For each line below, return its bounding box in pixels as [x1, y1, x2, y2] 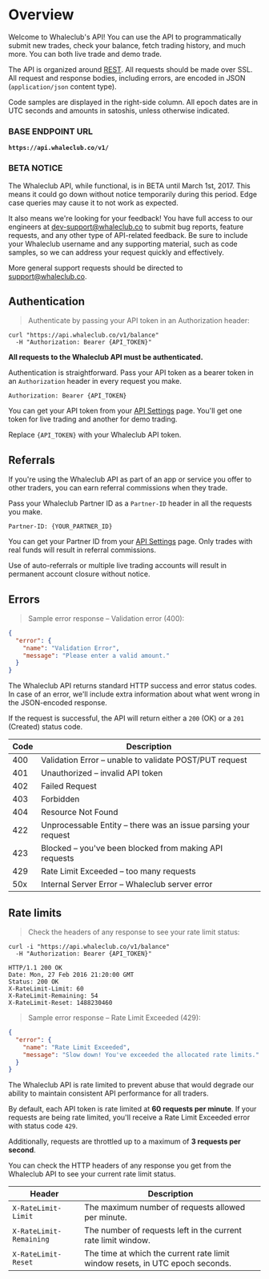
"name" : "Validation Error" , [22, 644, 120, 652]
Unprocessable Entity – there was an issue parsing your [41, 820, 251, 831]
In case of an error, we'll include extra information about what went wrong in [8, 689, 260, 699]
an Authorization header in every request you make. [8, 377, 183, 386]
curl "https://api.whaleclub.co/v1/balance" [8, 331, 159, 340]
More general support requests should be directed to [8, 263, 183, 272]
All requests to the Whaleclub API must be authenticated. [8, 353, 203, 362]
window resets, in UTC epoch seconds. [83, 1258, 232, 1269]
